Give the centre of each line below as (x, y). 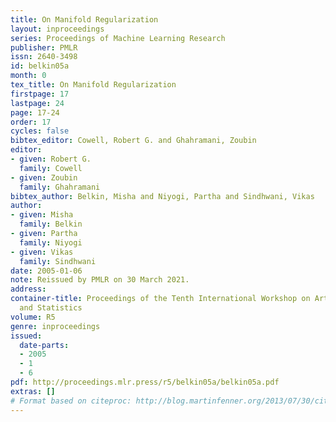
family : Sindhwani (58, 261)
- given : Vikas (42, 252)
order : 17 (31, 122)
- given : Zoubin (44, 177)
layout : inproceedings (57, 29)
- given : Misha (42, 215)
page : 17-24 (35, 112)
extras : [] (33, 391)
